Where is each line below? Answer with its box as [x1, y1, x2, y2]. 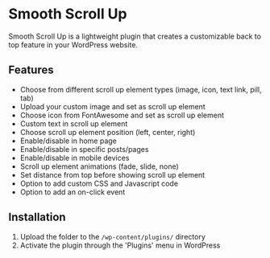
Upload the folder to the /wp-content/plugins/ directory [19, 231, 206, 241]
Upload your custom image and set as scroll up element [19, 101, 206, 111]
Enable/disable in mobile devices [19, 153, 130, 162]
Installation [8, 211, 66, 224]
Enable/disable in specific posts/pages [19, 144, 149, 154]
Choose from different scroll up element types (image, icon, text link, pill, [19, 84, 262, 94]
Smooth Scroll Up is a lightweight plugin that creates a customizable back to [8, 31, 262, 41]
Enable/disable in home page [19, 136, 117, 145]
